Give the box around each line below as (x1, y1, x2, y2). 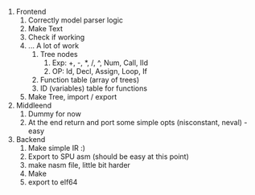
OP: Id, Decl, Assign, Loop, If (51, 67, 147, 75)
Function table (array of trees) (39, 75, 140, 84)
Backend (15, 135, 46, 144)
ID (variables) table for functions (39, 83, 147, 93)
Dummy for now (27, 109, 82, 119)
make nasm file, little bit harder (27, 160, 131, 169)
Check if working (27, 32, 85, 42)
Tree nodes (39, 50, 78, 59)
